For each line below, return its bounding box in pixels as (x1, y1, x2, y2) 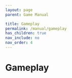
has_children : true (5, 31, 47, 36)
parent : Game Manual (5, 12, 49, 17)
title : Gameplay (5, 21, 40, 26)
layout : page (5, 7, 33, 13)
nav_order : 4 (5, 40, 33, 46)
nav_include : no (5, 35, 40, 41)
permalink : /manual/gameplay (5, 26, 67, 31)
